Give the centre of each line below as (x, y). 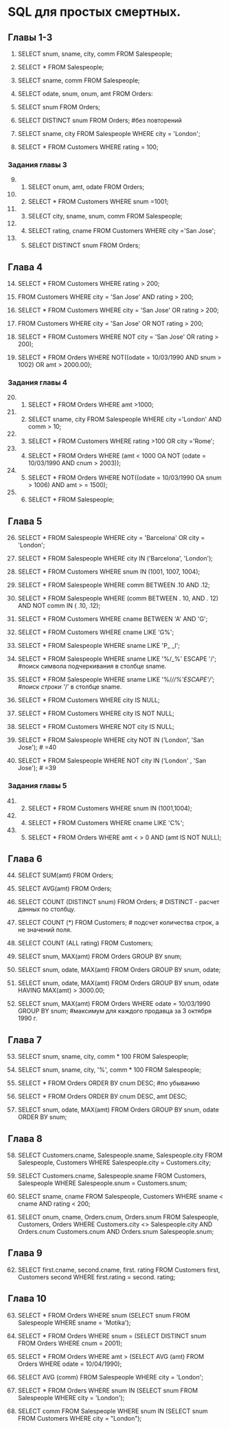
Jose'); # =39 (37, 768)
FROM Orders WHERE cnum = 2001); (70, 1343)
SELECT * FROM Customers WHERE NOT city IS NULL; (96, 727)
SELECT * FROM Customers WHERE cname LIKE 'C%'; (106, 822)
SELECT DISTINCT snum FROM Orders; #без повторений (100, 120)
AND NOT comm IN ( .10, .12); (59, 606)
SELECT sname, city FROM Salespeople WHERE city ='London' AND (125, 419)
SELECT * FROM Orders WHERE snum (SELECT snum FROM (104, 1315)
